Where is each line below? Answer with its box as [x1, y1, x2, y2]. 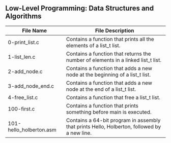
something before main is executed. [66, 109, 152, 116]
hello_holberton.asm [8, 126, 57, 133]
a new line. [66, 129, 92, 136]
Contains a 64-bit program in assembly [66, 117, 161, 124]
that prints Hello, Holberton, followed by [66, 123, 161, 130]
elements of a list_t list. [66, 42, 121, 49]
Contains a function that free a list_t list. [66, 94, 161, 101]
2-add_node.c [8, 68, 43, 75]
